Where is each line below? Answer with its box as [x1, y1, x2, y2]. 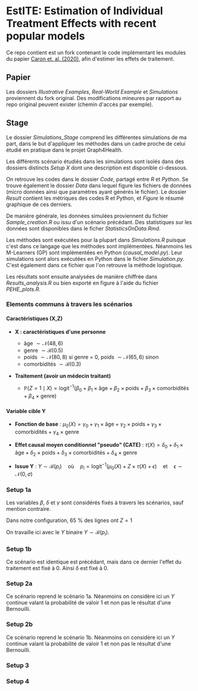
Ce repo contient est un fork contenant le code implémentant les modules [6, 49, 186, 56]
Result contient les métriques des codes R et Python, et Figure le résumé [6, 194, 184, 201]
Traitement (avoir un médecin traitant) [14, 372, 111, 379]
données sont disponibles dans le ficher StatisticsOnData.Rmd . [6, 225, 161, 232]
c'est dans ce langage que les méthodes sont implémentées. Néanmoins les [6, 242, 192, 249]
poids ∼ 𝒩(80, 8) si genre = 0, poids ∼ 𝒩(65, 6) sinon [23, 353, 159, 360]
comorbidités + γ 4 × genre [14, 428, 79, 437]
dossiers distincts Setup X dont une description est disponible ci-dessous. [6, 164, 188, 171]
